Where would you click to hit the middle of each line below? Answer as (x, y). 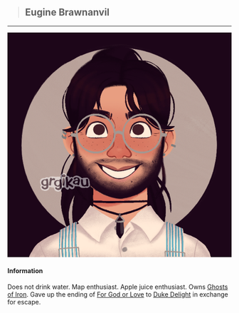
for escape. (24, 302)
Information (25, 271)
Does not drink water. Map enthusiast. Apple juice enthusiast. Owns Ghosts (118, 287)
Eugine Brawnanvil (67, 12)
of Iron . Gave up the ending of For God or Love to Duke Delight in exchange (118, 294)
